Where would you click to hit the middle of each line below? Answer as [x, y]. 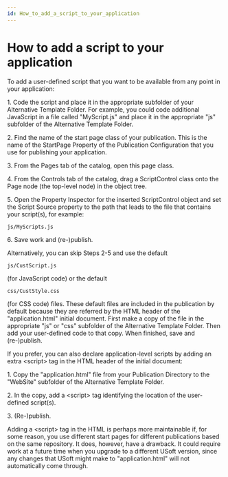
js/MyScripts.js [30, 227]
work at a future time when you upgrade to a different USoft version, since [112, 451]
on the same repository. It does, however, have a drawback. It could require [114, 444]
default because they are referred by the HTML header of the [94, 311]
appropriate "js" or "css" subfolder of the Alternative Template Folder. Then [114, 325]
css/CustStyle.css [33, 291]
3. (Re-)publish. [29, 416]
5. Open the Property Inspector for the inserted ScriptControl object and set [114, 199]
